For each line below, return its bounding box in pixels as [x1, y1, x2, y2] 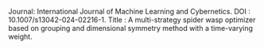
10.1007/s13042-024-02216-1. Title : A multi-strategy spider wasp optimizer [8, 15, 256, 24]
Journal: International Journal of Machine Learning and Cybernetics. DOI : [8, 7, 250, 16]
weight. [8, 32, 33, 41]
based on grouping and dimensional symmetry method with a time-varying [8, 24, 253, 32]
